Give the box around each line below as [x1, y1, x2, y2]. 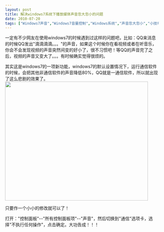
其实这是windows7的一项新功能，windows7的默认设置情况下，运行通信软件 [5, 64, 157, 70]
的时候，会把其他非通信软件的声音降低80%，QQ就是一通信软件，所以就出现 [5, 70, 158, 76]
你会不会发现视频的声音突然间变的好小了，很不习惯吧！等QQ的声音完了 [5, 47, 149, 53]
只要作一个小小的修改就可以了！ [5, 205, 69, 211]
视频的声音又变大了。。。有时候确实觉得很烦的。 [13, 53, 108, 59]
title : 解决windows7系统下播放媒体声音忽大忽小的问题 [5, 12, 103, 17]
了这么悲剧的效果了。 [5, 76, 48, 82]
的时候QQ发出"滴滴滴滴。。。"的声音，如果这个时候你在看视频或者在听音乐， [5, 41, 157, 47]
